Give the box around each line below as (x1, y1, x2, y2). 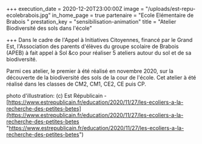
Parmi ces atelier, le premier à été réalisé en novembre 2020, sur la (6, 67, 174, 75)
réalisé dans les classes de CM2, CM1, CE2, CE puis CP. (6, 80, 147, 87)
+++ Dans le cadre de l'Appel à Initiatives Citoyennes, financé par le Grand (6, 36, 193, 43)
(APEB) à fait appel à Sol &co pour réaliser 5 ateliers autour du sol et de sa (6, 49, 192, 57)
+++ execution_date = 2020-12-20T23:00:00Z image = (6, 5, 144, 12)
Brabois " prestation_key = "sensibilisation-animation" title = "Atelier (6, 18, 177, 25)
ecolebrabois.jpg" (6, 12, 51, 19)
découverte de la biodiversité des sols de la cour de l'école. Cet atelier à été (6, 74, 197, 81)
